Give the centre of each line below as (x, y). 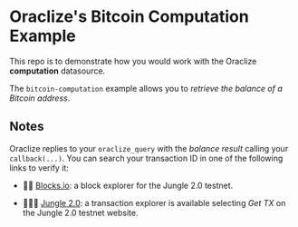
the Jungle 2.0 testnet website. (80, 212)
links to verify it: (39, 168)
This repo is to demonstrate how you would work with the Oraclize (133, 61)
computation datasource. (58, 71)
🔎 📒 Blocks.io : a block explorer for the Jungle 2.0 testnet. (128, 185)
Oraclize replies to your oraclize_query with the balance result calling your (149, 148)
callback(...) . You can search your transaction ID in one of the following (146, 158)
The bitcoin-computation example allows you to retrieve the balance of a (146, 88)
